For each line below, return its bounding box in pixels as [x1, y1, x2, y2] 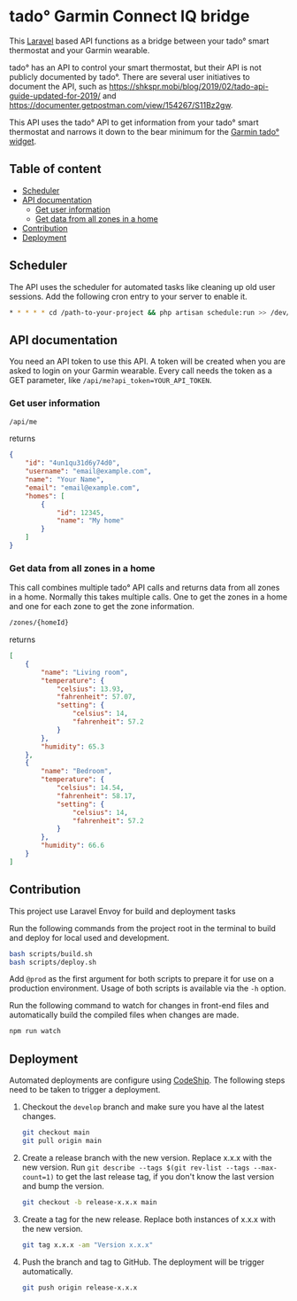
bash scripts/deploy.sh [9, 958, 97, 967]
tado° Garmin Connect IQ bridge [9, 6, 250, 27]
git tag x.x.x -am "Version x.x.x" [21, 1240, 154, 1250]
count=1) [21, 1172, 55, 1181]
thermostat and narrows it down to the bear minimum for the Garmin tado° [9, 126, 280, 137]
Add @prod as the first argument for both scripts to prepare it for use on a [9, 974, 274, 984]
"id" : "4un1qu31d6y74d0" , [25, 458, 121, 467]
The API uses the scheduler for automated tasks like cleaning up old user [9, 281, 276, 292]
